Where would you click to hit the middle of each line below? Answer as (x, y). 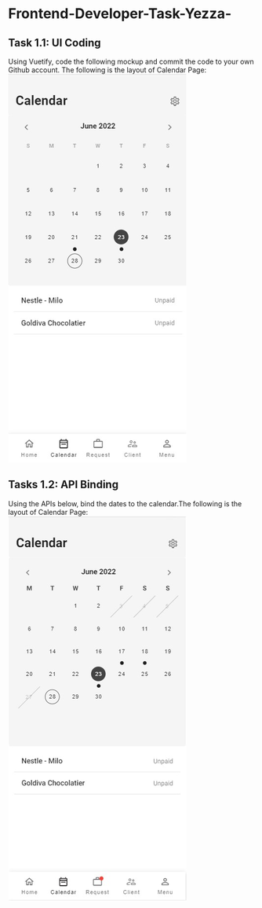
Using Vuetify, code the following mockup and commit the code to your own (131, 61)
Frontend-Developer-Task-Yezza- (120, 14)
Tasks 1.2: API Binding (64, 485)
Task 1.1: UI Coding (55, 43)
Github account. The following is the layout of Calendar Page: (107, 70)
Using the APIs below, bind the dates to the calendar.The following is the (125, 503)
